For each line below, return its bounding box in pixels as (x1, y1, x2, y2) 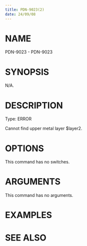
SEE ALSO (5, 232, 47, 243)
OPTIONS (5, 143, 44, 154)
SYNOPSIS (5, 66, 50, 78)
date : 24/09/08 (5, 12, 36, 17)
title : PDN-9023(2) (5, 7, 45, 12)
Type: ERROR (5, 116, 32, 122)
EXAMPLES (5, 210, 52, 221)
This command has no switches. (5, 159, 70, 165)
